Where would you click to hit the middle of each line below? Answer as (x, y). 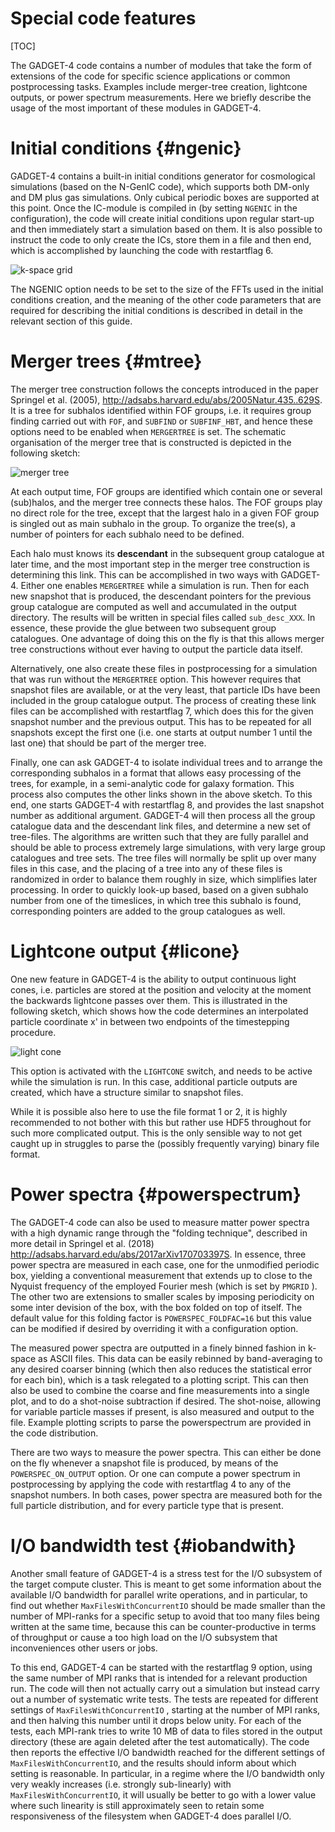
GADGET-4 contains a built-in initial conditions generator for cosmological (163, 176)
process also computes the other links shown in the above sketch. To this (161, 794)
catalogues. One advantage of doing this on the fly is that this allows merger (167, 638)
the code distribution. (54, 1433)
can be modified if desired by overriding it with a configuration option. (154, 1328)
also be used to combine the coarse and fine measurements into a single (160, 1390)
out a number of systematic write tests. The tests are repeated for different (164, 1699)
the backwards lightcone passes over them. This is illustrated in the (149, 1000)
